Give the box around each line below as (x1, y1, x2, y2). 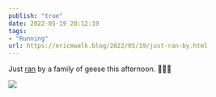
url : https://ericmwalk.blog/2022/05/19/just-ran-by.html (8, 42, 208, 50)
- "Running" (8, 34, 49, 43)
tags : (8, 27, 27, 35)
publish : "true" (8, 11, 63, 20)
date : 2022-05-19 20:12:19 (8, 19, 100, 27)
